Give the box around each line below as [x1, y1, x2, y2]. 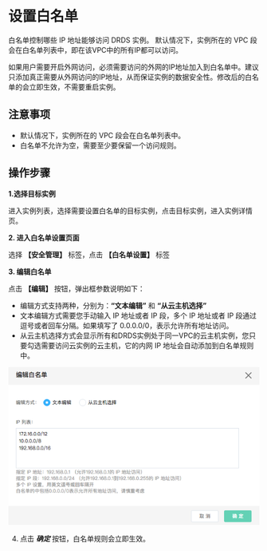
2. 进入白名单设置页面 [8, 232, 80, 242]
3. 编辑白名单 [8, 267, 52, 276]
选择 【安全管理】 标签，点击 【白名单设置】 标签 [8, 249, 170, 260]
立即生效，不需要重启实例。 [29, 81, 120, 92]
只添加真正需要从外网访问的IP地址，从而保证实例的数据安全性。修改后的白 [8, 72, 253, 81]
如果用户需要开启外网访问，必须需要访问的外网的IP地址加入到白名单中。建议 [8, 61, 259, 72]
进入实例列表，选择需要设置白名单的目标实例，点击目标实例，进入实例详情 [8, 205, 253, 216]
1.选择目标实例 [8, 188, 56, 198]
